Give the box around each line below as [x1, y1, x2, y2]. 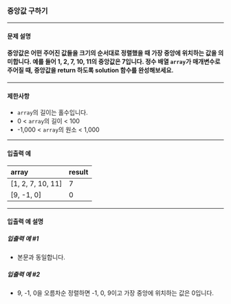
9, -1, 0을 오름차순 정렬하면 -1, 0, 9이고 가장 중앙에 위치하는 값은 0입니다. [16, 289, 214, 297]
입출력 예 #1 [7, 234, 39, 243]
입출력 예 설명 [7, 217, 43, 225]
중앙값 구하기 [7, 6, 48, 15]
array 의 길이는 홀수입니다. [16, 108, 88, 116]
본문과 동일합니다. [16, 253, 65, 261]
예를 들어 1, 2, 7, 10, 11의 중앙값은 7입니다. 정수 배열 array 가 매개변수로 [32, 57, 221, 66]
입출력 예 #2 [7, 270, 41, 278]
